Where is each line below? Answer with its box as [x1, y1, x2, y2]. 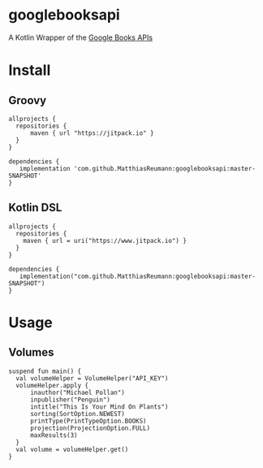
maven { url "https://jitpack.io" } [29, 128, 154, 137]
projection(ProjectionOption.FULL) [29, 424, 151, 432]
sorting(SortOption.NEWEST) [29, 409, 126, 418]
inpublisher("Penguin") [29, 396, 111, 404]
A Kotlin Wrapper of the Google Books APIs [8, 32, 153, 42]
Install [8, 61, 51, 80]
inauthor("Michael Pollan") [29, 388, 126, 396]
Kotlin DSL [8, 201, 63, 214]
